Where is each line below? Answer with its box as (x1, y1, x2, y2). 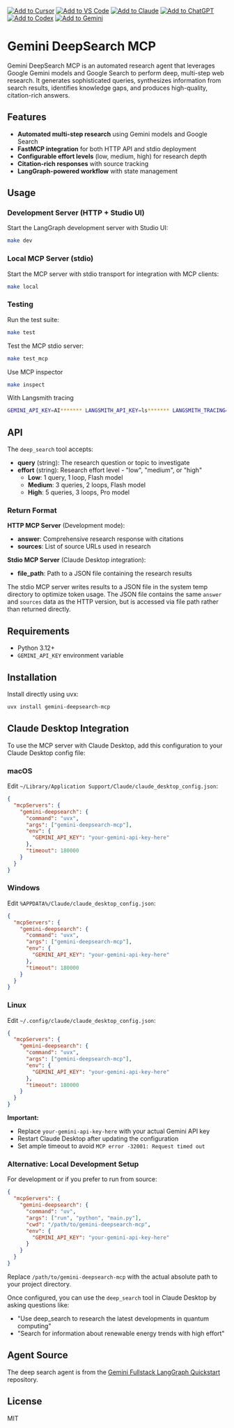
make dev (7, 237, 33, 244)
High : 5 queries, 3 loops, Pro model (27, 488, 130, 496)
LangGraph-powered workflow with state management (17, 167, 178, 175)
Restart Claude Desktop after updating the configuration (17, 1134, 179, 1143)
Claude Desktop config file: (7, 748, 86, 757)
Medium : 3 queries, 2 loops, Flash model (27, 481, 146, 489)
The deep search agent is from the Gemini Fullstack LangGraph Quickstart (7, 1367, 221, 1376)
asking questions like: (7, 1300, 70, 1309)
